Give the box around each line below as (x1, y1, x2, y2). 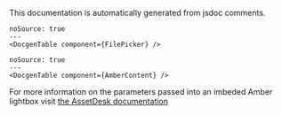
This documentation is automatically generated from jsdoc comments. (9, 8, 266, 18)
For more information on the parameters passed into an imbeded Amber (9, 87, 273, 96)
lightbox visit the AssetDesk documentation (9, 96, 169, 106)
